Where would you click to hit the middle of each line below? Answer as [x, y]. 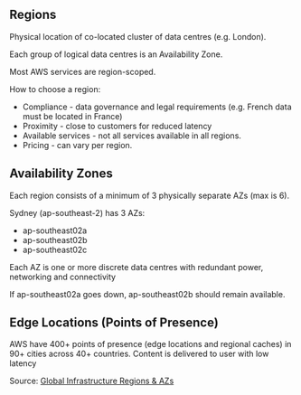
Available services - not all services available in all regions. [132, 136]
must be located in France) [72, 116]
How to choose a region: [55, 89]
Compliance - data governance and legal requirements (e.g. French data [157, 107]
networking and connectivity [62, 277]
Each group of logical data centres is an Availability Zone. [116, 54]
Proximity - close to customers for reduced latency [117, 126]
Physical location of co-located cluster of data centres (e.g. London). [138, 36]
